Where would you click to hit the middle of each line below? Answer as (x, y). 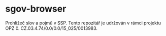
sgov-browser (36, 9)
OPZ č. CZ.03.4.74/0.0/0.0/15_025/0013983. (52, 28)
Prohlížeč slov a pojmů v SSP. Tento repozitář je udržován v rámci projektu (83, 23)
